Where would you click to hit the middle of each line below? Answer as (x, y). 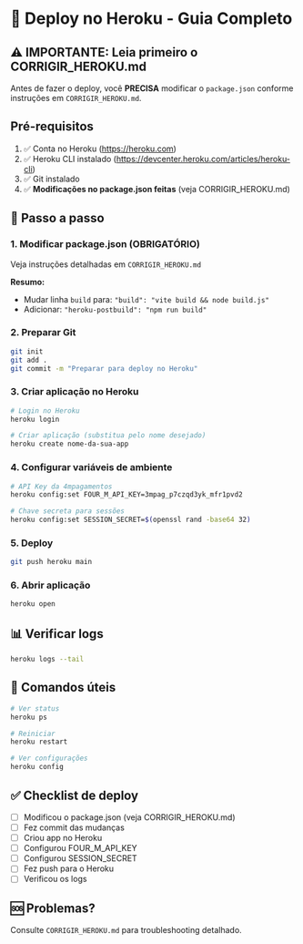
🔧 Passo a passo (57, 218)
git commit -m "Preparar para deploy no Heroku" (104, 368)
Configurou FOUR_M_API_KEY (80, 848)
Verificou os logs (55, 879)
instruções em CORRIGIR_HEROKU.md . (76, 98)
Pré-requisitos (52, 127)
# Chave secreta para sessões (68, 511)
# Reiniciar (33, 734)
